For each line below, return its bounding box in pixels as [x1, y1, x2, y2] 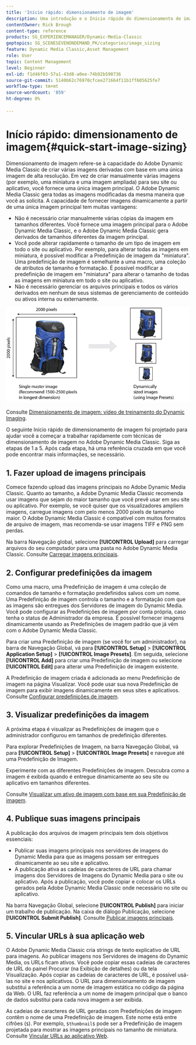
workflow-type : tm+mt [6, 84, 59, 90]
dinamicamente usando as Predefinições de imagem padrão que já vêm [6, 621, 178, 627]
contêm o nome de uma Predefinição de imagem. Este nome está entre [6, 1014, 177, 1021]
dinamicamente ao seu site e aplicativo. [14, 859, 110, 866]
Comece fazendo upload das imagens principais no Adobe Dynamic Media [6, 483, 186, 491]
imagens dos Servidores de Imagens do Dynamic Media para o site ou [14, 872, 184, 879]
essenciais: [6, 836, 33, 843]
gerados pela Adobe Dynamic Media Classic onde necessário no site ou [14, 884, 188, 891]
